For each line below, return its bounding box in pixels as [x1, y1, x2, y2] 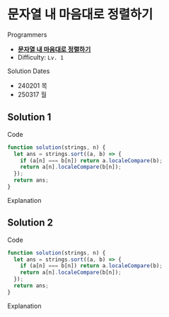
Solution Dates [7, 67, 50, 75]
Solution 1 [7, 111, 52, 123]
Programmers [7, 30, 47, 39]
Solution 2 [7, 217, 53, 229]
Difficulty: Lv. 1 [17, 52, 64, 61]
